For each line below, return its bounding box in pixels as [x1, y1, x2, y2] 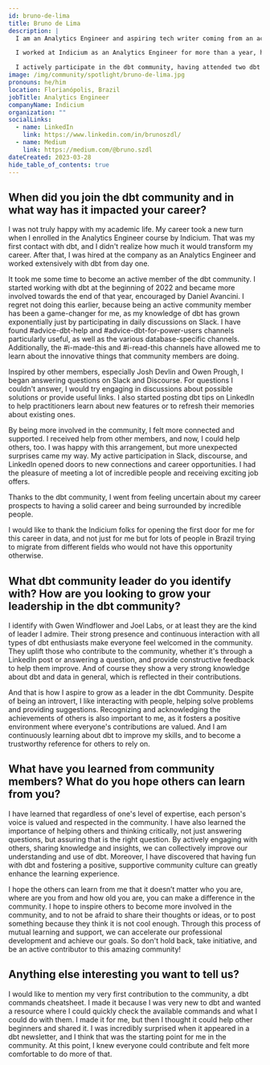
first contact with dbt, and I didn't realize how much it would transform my [8, 242, 253, 251]
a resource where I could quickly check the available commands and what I [8, 1006, 258, 1016]
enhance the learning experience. [8, 868, 121, 878]
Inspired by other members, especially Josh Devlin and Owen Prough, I [8, 367, 243, 377]
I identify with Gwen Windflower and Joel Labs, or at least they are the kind [8, 621, 257, 630]
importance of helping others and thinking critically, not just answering [8, 826, 243, 835]
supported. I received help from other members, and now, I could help [8, 434, 240, 444]
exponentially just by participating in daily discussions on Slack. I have [8, 317, 241, 327]
